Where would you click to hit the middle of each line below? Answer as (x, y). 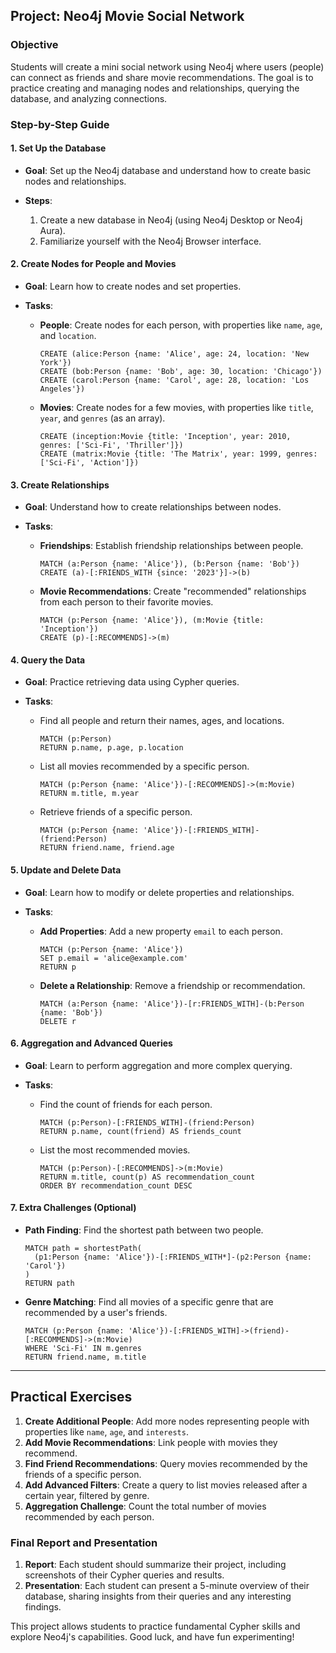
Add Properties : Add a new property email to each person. (161, 931)
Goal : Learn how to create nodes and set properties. (133, 286)
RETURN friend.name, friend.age (107, 848)
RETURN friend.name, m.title (85, 1357)
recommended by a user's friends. (96, 1313)
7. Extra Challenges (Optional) (73, 1208)
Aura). (52, 230)
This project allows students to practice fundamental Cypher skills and (155, 1626)
